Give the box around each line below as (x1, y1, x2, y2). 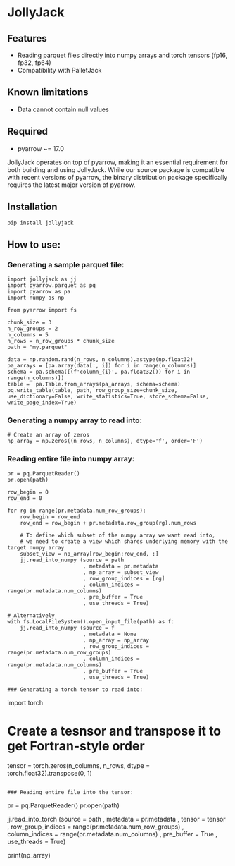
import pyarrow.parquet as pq (7, 282, 96, 289)
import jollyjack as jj (7, 276, 77, 283)
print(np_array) (7, 850, 51, 859)
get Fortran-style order (7, 738, 146, 754)
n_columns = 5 (7, 331, 49, 339)
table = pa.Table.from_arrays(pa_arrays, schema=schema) (7, 381, 181, 388)
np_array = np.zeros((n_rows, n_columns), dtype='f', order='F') (7, 438, 203, 445)
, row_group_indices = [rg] (82, 575, 165, 582)
